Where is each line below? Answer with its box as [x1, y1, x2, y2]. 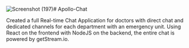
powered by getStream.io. [6, 36, 70, 42]
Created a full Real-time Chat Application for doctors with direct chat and [6, 17, 184, 23]
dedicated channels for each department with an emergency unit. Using [6, 23, 181, 30]
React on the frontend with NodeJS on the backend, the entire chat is [6, 29, 175, 36]
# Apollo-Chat [53, 6, 87, 12]
